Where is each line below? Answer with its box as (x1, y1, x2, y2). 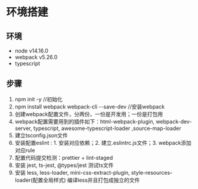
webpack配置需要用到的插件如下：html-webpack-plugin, (14, 117, 155, 125)
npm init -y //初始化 (14, 95, 63, 103)
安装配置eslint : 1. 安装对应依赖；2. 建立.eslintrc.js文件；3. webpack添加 (14, 139, 192, 146)
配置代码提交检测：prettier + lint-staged (14, 154, 113, 161)
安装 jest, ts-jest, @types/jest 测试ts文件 (14, 162, 114, 169)
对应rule (14, 147, 35, 154)
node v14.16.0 (14, 47, 49, 54)
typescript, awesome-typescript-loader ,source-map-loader (33, 125, 181, 132)
